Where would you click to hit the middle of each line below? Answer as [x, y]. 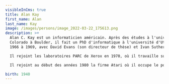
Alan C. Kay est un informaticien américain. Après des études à [80, 38]
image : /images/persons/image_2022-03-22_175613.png [62, 28]
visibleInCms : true [26, 10]
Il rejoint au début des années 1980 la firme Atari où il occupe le [84, 65]
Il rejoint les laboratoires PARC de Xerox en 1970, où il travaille [84, 56]
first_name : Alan [23, 19]
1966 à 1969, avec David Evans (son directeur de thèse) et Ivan [80, 47]
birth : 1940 [18, 74]
